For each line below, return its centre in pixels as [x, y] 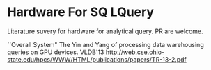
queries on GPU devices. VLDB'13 [56, 52]
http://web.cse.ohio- [135, 52]
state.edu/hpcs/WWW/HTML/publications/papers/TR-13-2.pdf [97, 59]
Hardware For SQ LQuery [81, 12]
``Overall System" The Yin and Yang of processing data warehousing [105, 44]
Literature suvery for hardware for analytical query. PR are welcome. [105, 31]
